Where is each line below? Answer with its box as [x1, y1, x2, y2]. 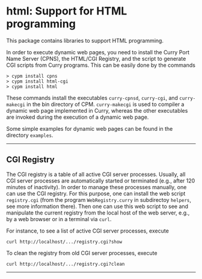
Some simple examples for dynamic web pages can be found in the [6, 125, 173, 132]
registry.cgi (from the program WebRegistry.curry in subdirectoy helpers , [6, 196, 191, 203]
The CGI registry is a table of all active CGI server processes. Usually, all [6, 171, 186, 178]
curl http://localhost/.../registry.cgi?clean [6, 261, 125, 267]
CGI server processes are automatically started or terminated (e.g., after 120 [6, 177, 195, 184]
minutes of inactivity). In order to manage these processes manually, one [6, 183, 187, 190]
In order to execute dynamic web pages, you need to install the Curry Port [6, 48, 190, 55]
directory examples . [6, 131, 54, 139]
